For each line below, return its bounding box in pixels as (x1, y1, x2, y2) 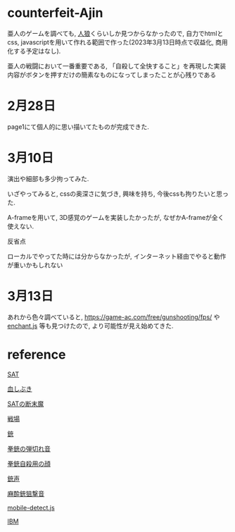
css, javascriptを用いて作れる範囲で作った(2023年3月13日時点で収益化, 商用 (7, 37, 228, 47)
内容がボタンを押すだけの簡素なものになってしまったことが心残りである (7, 70, 217, 79)
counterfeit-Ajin (7, 5, 103, 21)
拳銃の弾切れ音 (7, 444, 51, 452)
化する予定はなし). (7, 47, 61, 55)
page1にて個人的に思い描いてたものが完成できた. (7, 122, 150, 131)
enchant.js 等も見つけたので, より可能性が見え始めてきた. (7, 321, 174, 330)
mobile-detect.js (7, 503, 55, 512)
